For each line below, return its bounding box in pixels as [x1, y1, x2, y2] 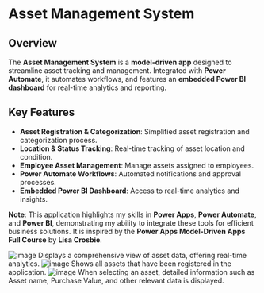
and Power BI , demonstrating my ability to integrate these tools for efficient [8, 218, 254, 227]
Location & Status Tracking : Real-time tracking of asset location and [19, 144, 246, 153]
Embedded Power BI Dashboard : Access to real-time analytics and [19, 186, 240, 195]
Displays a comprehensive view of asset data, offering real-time [38, 250, 247, 260]
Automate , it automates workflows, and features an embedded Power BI [8, 75, 247, 83]
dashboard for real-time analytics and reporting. [8, 83, 167, 92]
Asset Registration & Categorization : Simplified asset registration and [19, 126, 250, 136]
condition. [19, 152, 53, 161]
